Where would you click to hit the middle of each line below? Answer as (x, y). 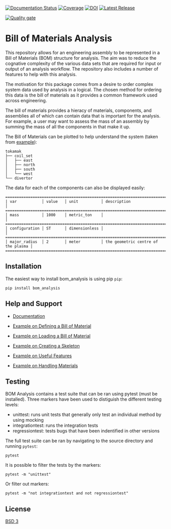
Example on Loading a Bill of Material (51, 336)
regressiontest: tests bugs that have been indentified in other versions (86, 431)
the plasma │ (19, 246)
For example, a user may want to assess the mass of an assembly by (77, 121)
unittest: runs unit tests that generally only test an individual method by (87, 415)
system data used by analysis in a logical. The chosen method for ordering (83, 89)
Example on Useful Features (42, 356)
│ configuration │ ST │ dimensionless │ (54, 228)
